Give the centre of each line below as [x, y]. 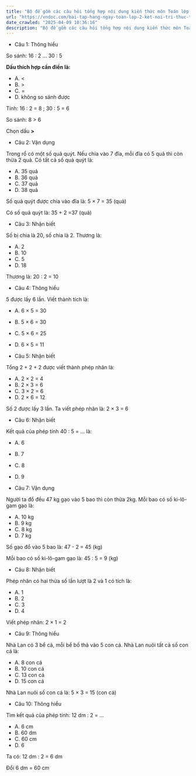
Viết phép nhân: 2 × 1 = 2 [36, 622]
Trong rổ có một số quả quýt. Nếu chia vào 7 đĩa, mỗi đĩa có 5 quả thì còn [94, 154]
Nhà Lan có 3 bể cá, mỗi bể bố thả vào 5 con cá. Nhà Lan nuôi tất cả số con [97, 645]
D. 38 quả [26, 190]
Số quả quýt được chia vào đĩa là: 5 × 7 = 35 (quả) [66, 201]
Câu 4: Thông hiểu [37, 288]
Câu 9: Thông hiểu [37, 634]
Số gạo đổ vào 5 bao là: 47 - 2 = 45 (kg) [54, 547]
